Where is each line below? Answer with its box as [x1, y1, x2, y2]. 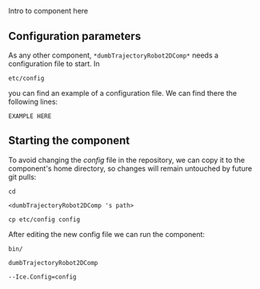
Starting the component [8, 134, 130, 148]
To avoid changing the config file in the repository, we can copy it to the [8, 155, 246, 164]
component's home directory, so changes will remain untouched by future [8, 164, 253, 173]
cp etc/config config [8, 216, 81, 224]
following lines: [8, 97, 58, 106]
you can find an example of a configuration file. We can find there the [8, 89, 238, 97]
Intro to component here [8, 6, 89, 16]
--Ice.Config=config [8, 272, 78, 281]
